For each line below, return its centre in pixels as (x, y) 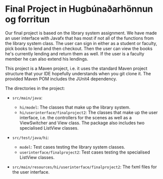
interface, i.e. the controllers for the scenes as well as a (76, 117)
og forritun (27, 19)
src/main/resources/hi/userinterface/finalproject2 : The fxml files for (84, 167)
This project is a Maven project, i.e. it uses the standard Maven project (76, 68)
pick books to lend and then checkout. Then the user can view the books (79, 48)
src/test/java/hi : (30, 137)
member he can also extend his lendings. (47, 59)
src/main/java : (27, 98)
